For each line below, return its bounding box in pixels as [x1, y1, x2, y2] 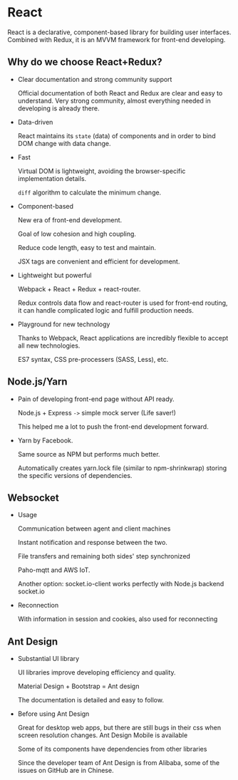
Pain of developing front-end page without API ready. [17, 395, 175, 403]
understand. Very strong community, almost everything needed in [17, 96, 212, 105]
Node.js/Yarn [7, 375, 68, 388]
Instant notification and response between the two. [17, 539, 167, 547]
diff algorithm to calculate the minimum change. [17, 188, 162, 197]
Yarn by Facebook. [17, 436, 73, 444]
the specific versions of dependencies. [17, 471, 133, 479]
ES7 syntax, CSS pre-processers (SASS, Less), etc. [17, 355, 169, 363]
